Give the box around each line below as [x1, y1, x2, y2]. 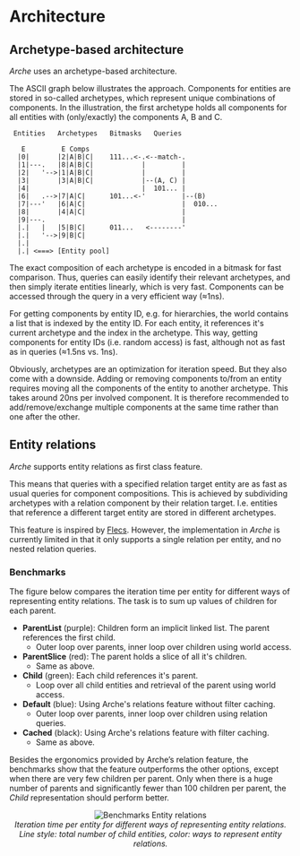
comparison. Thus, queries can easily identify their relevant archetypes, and [9, 272, 291, 282]
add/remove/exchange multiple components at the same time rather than [9, 402, 279, 412]
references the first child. [21, 632, 116, 643]
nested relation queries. [9, 543, 97, 554]
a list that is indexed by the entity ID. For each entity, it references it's [9, 318, 264, 328]
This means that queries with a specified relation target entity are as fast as [9, 478, 287, 489]
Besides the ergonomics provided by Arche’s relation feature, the [9, 755, 249, 765]
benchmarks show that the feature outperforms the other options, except [9, 764, 279, 774]
